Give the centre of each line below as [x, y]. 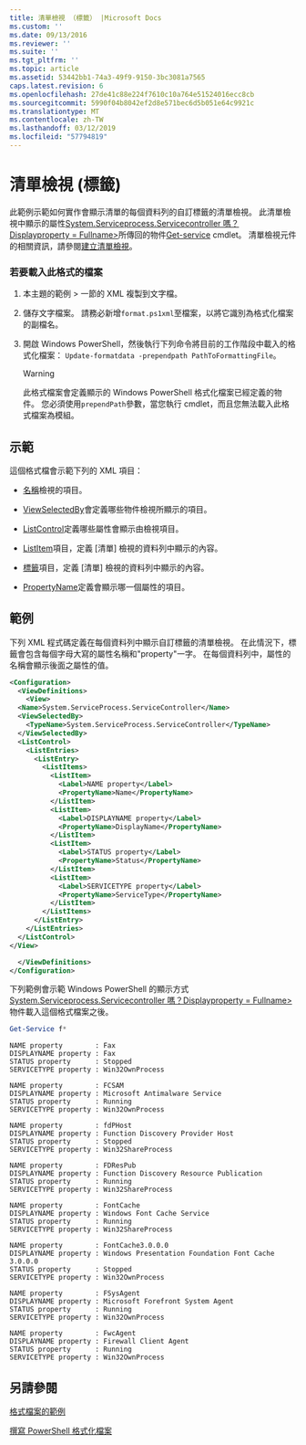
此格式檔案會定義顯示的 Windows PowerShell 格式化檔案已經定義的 [148, 393]
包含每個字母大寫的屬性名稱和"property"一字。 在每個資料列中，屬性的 [158, 653]
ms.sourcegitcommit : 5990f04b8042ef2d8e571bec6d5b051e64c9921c [132, 103]
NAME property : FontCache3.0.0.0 [89, 1246]
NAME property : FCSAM [67, 1086]
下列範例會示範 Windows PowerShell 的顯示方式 [99, 989]
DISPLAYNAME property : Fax [63, 1054]
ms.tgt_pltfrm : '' [44, 60]
